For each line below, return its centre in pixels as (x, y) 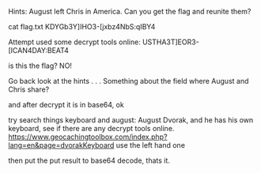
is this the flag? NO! (40, 66)
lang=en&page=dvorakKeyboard (61, 145)
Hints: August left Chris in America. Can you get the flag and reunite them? (130, 11)
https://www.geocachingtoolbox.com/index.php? (88, 137)
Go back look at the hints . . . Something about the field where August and (129, 81)
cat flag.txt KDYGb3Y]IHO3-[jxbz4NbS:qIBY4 (82, 26)
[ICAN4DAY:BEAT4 (39, 50)
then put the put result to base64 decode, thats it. (89, 160)
